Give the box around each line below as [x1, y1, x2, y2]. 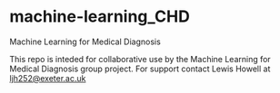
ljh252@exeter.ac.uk [9, 72, 86, 83]
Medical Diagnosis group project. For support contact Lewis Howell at [9, 63, 271, 74]
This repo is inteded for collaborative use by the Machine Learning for [9, 53, 271, 64]
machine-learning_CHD [9, 6, 191, 27]
